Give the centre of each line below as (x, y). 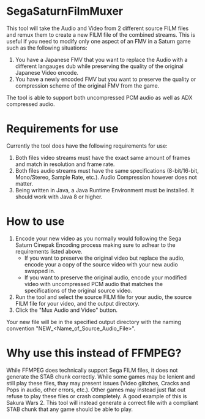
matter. (24, 183)
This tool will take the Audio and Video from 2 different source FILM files (98, 28)
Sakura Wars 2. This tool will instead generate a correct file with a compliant (102, 402)
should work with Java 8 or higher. (59, 197)
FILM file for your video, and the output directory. (77, 303)
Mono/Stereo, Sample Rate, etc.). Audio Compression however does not (106, 177)
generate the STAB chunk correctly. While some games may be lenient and (101, 376)
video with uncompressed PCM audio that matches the (94, 284)
